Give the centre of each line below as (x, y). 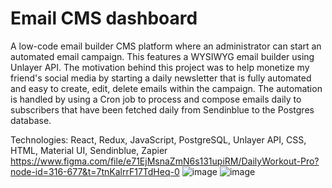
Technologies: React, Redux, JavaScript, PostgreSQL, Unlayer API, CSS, (158, 139)
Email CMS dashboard (104, 18)
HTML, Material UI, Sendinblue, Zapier (89, 150)
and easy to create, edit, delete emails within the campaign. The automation (166, 88)
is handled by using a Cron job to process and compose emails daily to (156, 99)
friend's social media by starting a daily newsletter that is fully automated (161, 78)
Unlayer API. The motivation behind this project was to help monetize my (160, 67)
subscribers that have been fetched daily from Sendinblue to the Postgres (162, 109)
